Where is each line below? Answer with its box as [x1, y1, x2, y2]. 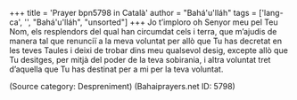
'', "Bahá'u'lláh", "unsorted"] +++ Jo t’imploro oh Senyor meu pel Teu [24, 17, 278, 27]
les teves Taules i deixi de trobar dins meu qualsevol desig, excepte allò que [9, 45, 288, 56]
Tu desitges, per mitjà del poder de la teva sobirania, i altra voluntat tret [9, 55, 271, 65]
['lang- [258, 8, 284, 18]
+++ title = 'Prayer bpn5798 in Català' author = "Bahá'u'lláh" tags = [9, 8, 257, 18]
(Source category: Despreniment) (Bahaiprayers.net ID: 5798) [9, 81, 236, 91]
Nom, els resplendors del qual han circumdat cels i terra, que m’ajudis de [9, 27, 277, 36]
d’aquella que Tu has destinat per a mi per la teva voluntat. [9, 64, 224, 74]
